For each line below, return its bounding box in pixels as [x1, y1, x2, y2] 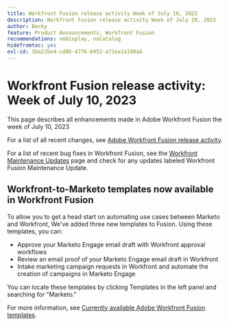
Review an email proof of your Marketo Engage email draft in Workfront [16, 255, 219, 263]
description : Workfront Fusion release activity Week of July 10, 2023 [7, 16, 216, 23]
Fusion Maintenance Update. [7, 163, 88, 172]
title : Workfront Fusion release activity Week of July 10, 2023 [7, 10, 197, 17]
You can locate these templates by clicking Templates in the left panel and [7, 283, 217, 291]
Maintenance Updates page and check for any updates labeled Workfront [7, 156, 215, 165]
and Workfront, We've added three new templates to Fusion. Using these [7, 220, 213, 228]
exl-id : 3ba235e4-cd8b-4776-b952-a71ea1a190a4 [7, 49, 143, 56]
